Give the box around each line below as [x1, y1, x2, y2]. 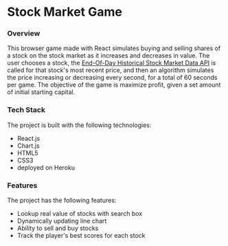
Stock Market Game [7, 4, 122, 20]
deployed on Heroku [16, 163, 76, 172]
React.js [16, 134, 41, 142]
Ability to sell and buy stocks [16, 224, 99, 232]
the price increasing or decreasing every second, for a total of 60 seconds [7, 74, 218, 82]
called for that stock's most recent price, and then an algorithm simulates [7, 66, 214, 74]
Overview [7, 29, 41, 38]
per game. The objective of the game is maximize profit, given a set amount [7, 80, 221, 89]
